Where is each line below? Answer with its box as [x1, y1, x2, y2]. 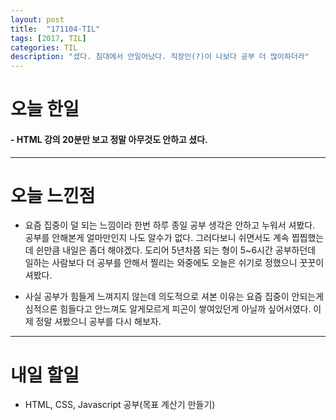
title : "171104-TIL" [10, 24, 101, 34]
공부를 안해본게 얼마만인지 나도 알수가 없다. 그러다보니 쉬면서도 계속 [24, 232, 290, 244]
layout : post [10, 14, 65, 25]
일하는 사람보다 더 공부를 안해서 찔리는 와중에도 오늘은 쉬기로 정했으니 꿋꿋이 [24, 257, 325, 269]
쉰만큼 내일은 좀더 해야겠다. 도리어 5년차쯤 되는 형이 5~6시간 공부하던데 [35, 244, 317, 256]
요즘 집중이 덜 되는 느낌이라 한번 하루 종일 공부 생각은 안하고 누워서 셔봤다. [24, 219, 316, 231]
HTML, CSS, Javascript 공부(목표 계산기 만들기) [24, 399, 216, 411]
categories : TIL [10, 42, 78, 53]
